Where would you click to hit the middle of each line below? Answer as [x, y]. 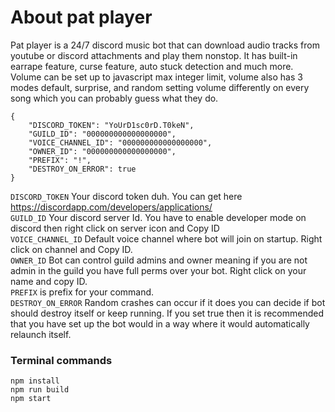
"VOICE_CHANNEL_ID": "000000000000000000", [120, 142]
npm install [35, 381]
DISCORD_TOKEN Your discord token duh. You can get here [126, 196]
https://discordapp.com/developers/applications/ [111, 207]
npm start [31, 399]
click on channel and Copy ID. [71, 249]
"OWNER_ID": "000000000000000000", [102, 151]
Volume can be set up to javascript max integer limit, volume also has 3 [156, 77]
